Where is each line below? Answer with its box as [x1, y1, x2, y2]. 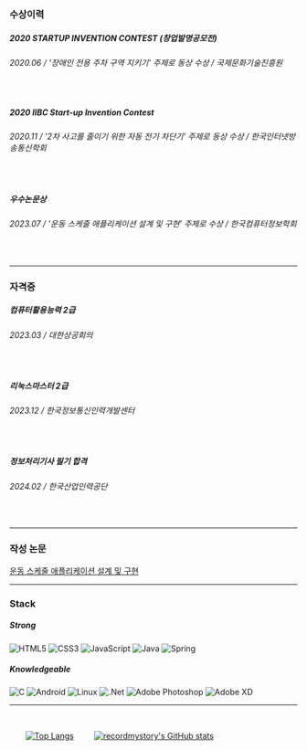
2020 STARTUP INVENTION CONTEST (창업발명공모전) [9, 32, 217, 43]
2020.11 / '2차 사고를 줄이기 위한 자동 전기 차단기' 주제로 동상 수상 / [9, 131, 249, 143]
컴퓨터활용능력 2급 [9, 304, 76, 316]
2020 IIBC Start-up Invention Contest [9, 107, 154, 118]
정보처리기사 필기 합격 [9, 456, 88, 467]
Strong [9, 619, 37, 631]
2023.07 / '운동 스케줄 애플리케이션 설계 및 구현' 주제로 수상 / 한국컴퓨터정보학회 [9, 218, 297, 229]
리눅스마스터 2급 [9, 380, 69, 391]
